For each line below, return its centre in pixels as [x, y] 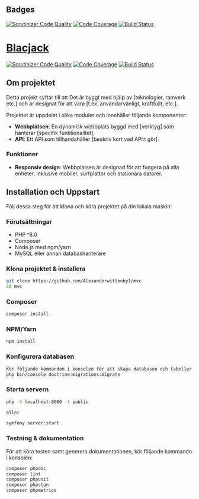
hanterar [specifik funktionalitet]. [54, 133]
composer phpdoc [26, 468]
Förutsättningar [29, 221]
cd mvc [14, 286]
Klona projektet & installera [46, 269]
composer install [28, 314]
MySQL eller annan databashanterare [60, 253]
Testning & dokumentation [45, 439]
